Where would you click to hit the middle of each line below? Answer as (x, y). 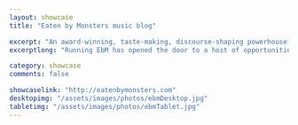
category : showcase (45, 66)
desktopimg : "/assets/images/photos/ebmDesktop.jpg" (109, 98)
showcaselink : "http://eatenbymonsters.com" (93, 90)
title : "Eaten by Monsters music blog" (83, 26)
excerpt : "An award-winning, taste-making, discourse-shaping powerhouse (149, 42)
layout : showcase (41, 17)
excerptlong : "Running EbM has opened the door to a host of (125, 50)
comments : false (39, 74)
